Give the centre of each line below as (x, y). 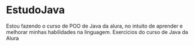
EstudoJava (36, 10)
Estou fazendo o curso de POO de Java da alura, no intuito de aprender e (95, 26)
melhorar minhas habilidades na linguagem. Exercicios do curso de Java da (97, 32)
